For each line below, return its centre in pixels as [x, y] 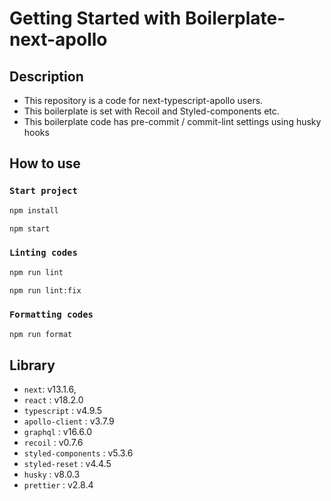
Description [46, 76]
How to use [45, 163]
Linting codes [43, 253]
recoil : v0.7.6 [53, 443]
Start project [43, 191]
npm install [34, 210]
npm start [30, 228]
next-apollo [58, 39]
